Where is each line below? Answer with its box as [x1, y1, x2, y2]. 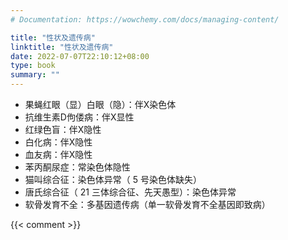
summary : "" [10, 70, 60, 80]
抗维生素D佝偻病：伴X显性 [24, 111, 135, 123]
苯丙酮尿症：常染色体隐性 [24, 161, 131, 173]
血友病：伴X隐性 [24, 149, 93, 160]
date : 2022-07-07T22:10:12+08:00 [10, 51, 150, 61]
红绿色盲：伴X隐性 [24, 124, 102, 135]
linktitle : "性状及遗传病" [10, 42, 114, 52]
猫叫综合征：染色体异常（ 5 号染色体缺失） [24, 174, 202, 185]
